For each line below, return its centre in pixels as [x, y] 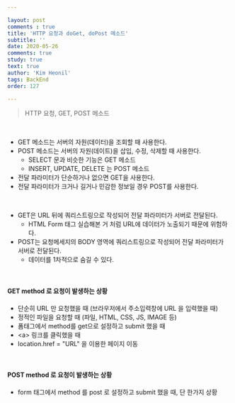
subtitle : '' [27, 40]
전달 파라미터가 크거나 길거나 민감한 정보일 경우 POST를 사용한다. [108, 187]
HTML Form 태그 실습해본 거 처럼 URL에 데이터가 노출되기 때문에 [118, 224]
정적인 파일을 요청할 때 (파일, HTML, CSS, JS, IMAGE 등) [97, 317]
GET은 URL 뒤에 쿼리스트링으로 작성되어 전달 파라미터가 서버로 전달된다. [117, 215]
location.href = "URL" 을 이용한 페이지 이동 [78, 343]
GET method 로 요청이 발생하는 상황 [58, 291]
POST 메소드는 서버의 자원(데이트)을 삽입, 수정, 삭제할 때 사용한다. [109, 151]
